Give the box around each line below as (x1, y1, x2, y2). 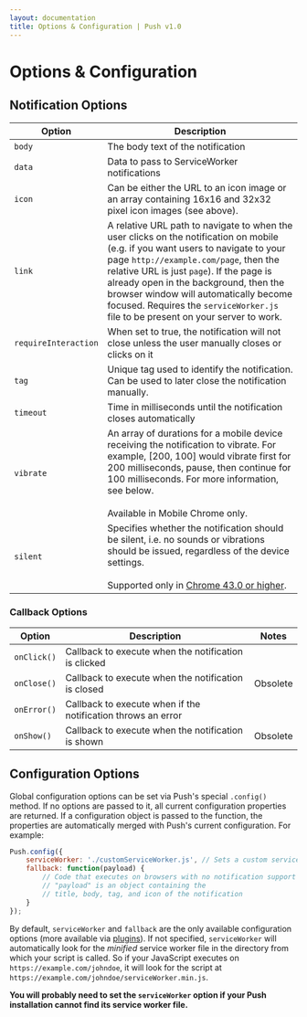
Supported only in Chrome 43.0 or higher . (107, 578, 287, 591)
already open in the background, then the (107, 276, 285, 289)
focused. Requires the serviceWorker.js (107, 299, 279, 312)
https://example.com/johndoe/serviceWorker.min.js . (9, 971, 208, 982)
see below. (107, 483, 154, 496)
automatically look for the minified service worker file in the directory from (9, 942, 290, 953)
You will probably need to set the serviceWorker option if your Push (9, 989, 267, 1001)
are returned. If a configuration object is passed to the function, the (9, 810, 263, 821)
